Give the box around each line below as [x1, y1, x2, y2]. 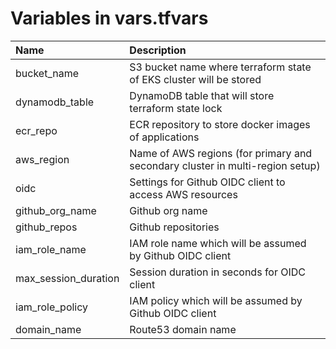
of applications [129, 130, 200, 144]
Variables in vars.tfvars [10, 7, 209, 30]
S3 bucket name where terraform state [129, 60, 312, 74]
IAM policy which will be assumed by [129, 293, 303, 307]
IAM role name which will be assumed [129, 236, 307, 250]
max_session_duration [15, 271, 120, 285]
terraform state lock [129, 101, 223, 115]
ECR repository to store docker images [129, 117, 311, 131]
